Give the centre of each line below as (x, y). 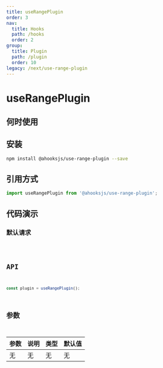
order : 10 (24, 62)
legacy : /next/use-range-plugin (47, 68)
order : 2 (23, 40)
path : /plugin (29, 57)
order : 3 (17, 18)
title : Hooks (28, 29)
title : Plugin (29, 51)
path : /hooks (28, 34)
